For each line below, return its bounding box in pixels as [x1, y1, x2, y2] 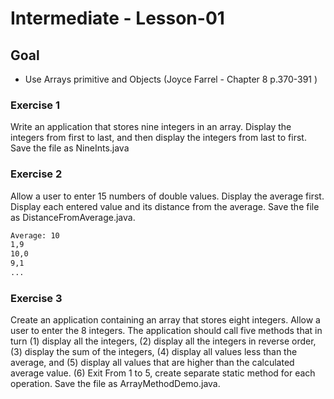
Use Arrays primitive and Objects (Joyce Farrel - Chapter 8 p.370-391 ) [24, 73, 318, 85]
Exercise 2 [10, 167, 63, 181]
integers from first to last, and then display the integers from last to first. [10, 132, 307, 144]
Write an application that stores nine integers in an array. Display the [10, 121, 292, 133]
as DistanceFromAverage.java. [10, 211, 136, 223]
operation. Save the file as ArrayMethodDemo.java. [10, 378, 221, 390]
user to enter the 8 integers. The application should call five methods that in [10, 325, 323, 337]
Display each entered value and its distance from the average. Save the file [10, 200, 320, 212]
